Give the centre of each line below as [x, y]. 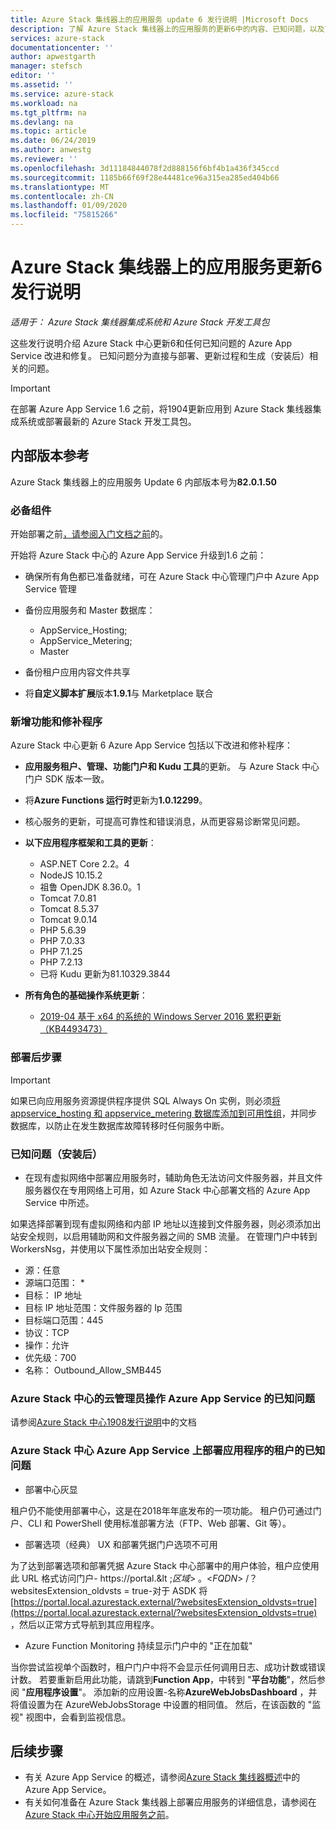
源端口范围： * [54, 1282]
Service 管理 [50, 589]
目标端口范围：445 [64, 1320]
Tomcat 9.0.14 [68, 920]
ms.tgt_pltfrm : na [48, 112]
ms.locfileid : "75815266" [64, 215]
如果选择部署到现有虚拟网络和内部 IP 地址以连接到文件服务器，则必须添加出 [166, 1223]
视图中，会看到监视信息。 [78, 1717]
